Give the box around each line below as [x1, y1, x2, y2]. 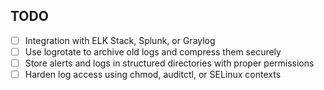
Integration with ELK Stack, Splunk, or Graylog [24, 34, 216, 46]
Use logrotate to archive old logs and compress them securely [24, 45, 282, 58]
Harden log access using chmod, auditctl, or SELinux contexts [24, 69, 282, 80]
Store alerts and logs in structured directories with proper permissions [24, 57, 315, 69]
